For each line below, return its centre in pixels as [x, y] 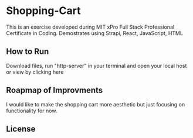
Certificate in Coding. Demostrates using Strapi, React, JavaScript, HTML [95, 33]
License [21, 129]
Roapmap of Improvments [55, 90]
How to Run [28, 52]
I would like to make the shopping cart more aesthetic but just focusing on [96, 104]
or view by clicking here [35, 72]
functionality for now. [32, 111]
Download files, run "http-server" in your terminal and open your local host [97, 65]
